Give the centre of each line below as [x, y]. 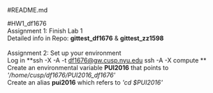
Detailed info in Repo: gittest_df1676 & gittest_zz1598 [86, 38]
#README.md [27, 10]
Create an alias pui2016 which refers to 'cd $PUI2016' [85, 82]
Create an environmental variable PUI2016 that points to [88, 68]
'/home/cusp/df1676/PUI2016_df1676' [61, 75]
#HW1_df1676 [27, 23]
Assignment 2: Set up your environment [64, 53]
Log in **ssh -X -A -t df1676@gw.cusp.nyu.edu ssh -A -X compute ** [107, 60]
